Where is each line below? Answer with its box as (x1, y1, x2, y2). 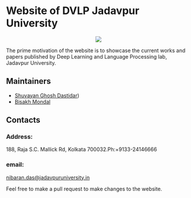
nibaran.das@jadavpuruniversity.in (6, 174, 90, 181)
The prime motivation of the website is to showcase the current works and (6, 47, 186, 54)
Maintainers (6, 76, 52, 86)
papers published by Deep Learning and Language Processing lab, (6, 53, 167, 60)
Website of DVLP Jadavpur (6, 4, 139, 18)
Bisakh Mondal (14, 98, 51, 105)
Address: (6, 133, 33, 141)
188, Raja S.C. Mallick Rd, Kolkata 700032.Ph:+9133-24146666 (6, 146, 157, 153)
